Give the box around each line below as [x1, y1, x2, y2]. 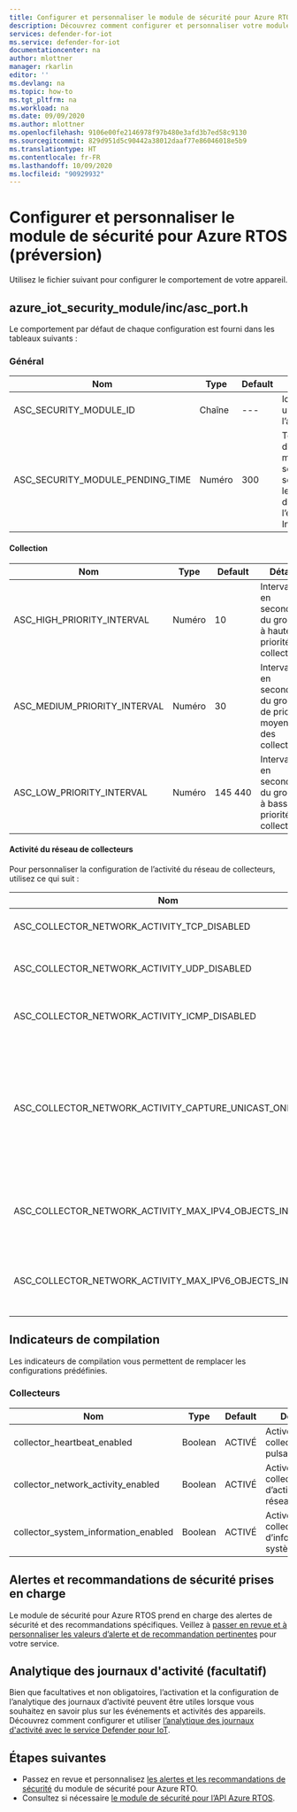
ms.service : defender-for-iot [9, 37, 121, 47]
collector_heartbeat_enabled [13, 1436, 133, 1448]
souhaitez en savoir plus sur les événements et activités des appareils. [9, 1706, 266, 1716]
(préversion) [9, 245, 103, 266]
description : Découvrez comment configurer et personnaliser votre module [9, 21, 291, 30]
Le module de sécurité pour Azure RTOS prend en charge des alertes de [9, 1609, 272, 1621]
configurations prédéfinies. [9, 1365, 108, 1375]
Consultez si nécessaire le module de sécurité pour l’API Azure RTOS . [21, 1793, 276, 1803]
